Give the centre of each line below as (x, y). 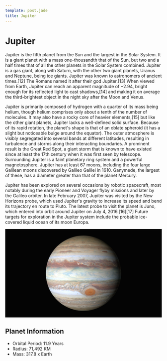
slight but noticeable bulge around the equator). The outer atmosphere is (80, 133)
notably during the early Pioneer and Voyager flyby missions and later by (80, 190)
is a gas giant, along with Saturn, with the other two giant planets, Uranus (80, 71)
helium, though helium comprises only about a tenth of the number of (76, 112)
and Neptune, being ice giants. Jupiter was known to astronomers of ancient (83, 76)
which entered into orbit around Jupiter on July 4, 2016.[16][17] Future (77, 212)
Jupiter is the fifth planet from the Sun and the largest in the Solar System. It (83, 55)
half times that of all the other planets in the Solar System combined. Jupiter (83, 65)
